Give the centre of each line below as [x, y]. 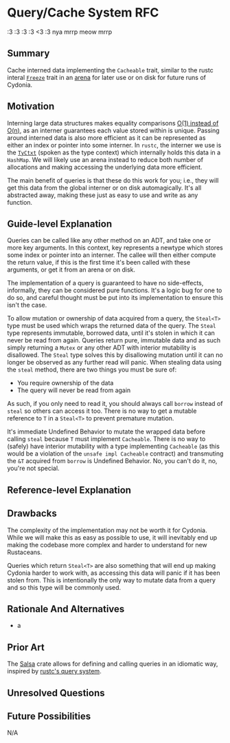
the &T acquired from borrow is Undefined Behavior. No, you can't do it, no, [112, 461]
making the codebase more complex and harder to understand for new [107, 544]
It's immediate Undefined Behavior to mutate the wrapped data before [106, 431]
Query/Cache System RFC [83, 13]
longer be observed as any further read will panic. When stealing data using [114, 363]
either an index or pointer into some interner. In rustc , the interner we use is [114, 145]
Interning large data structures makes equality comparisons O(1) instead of [113, 123]
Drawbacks [32, 514]
